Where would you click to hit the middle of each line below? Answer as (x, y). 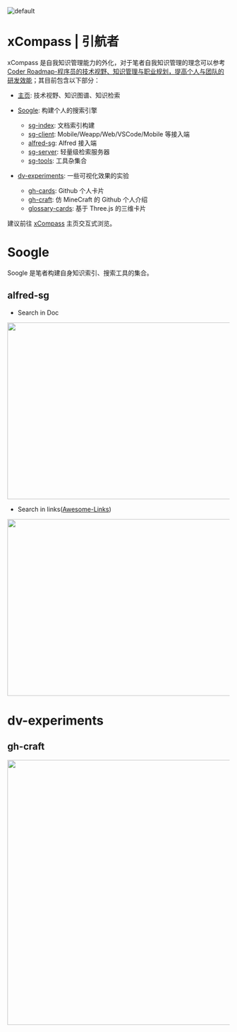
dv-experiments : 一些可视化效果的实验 (73, 175)
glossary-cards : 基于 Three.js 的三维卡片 (87, 208)
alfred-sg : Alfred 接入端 (62, 143)
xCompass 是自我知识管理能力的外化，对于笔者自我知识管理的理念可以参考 (116, 62)
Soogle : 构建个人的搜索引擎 (57, 110)
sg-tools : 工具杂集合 (57, 160)
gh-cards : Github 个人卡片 (66, 190)
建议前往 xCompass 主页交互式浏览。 (62, 223)
